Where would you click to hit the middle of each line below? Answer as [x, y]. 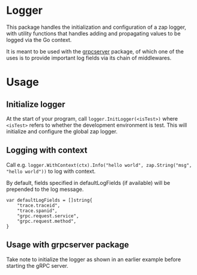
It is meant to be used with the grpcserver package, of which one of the [95, 51]
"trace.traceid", [39, 205]
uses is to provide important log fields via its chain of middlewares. [89, 58]
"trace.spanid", [38, 211]
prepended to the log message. [45, 189]
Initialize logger [36, 104]
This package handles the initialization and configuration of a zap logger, [96, 27]
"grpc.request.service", [48, 216]
